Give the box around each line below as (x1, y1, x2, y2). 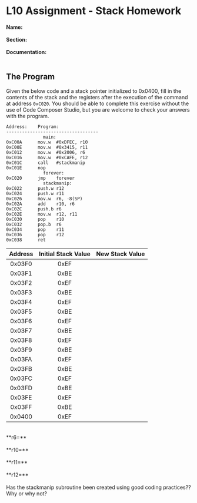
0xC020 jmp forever (6, 175, 75, 181)
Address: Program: (6, 123, 59, 130)
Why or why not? (6, 489, 48, 497)
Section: (6, 36, 28, 43)
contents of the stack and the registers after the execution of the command (6, 93, 188, 100)
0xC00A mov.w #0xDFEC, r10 (6, 139, 88, 145)
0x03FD (9, 384, 33, 392)
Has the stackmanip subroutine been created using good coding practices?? (6, 484, 191, 491)
